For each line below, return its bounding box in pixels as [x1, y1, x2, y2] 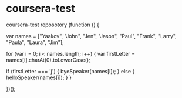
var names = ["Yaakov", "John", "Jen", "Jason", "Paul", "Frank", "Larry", [6, 32, 177, 39]
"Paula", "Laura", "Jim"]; [6, 39, 64, 46]
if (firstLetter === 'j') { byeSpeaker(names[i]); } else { [6, 67, 135, 75]
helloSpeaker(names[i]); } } [6, 74, 72, 81]
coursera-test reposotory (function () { [6, 21, 100, 28]
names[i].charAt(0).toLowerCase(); [6, 56, 91, 63]
